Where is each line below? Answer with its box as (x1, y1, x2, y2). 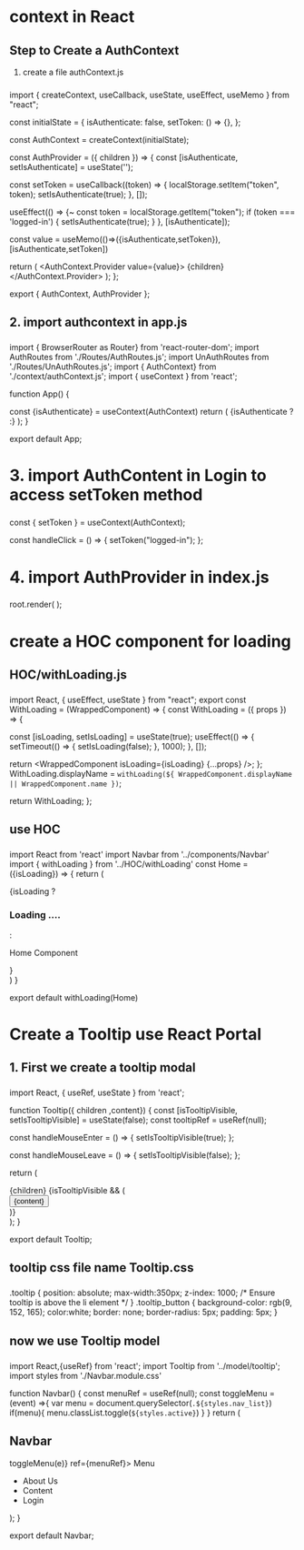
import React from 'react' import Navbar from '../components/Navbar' (9, 849, 270, 861)
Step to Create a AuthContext (9, 43, 180, 58)
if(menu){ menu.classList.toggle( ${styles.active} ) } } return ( (9, 1407, 240, 1418)
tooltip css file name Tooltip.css (9, 1260, 194, 1275)
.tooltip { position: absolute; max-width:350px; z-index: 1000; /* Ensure (9, 1287, 276, 1298)
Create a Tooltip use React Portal (9, 1023, 262, 1044)
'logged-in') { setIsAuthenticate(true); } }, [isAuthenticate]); (9, 216, 230, 226)
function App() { (9, 388, 70, 399)
